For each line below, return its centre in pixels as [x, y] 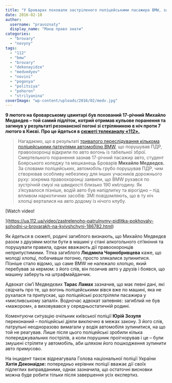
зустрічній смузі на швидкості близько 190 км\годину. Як [80, 185]
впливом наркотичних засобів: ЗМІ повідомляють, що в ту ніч [85, 196]
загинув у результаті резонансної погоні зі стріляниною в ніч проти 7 [83, 126]
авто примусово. [24, 349]
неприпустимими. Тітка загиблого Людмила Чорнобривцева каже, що [83, 253]
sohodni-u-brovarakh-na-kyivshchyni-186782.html [59, 226]
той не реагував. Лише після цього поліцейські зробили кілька [74, 332]
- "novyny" [21, 44]
